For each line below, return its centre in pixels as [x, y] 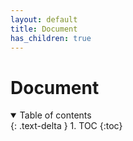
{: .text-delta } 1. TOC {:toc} [66, 126]
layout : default [44, 19]
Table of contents [55, 115]
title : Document [44, 29]
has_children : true [51, 38]
